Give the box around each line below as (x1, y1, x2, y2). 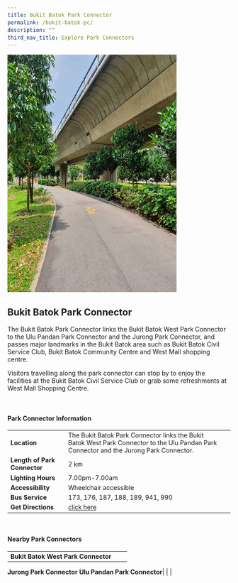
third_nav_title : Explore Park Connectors (7, 34, 135, 41)
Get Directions (10, 503, 55, 511)
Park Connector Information (7, 414, 92, 423)
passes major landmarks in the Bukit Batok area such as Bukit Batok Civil (7, 340, 220, 349)
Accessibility (10, 483, 50, 491)
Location (10, 439, 38, 447)
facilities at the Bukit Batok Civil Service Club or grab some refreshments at (7, 376, 227, 385)
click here (68, 503, 97, 511)
